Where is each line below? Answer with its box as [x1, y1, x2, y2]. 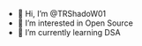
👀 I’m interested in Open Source [17, 18, 134, 28]
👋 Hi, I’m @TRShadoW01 [17, 9, 107, 19]
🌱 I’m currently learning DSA [17, 27, 121, 37]
